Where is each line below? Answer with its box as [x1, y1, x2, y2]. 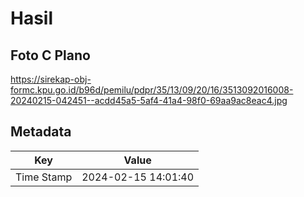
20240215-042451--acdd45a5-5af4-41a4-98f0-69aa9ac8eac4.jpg [10, 95, 288, 106]
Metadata [10, 123, 72, 141]
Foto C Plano [10, 47, 91, 64]
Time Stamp [15, 170, 73, 184]
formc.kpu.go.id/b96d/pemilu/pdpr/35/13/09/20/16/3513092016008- [10, 84, 294, 96]
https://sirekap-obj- [10, 73, 92, 85]
